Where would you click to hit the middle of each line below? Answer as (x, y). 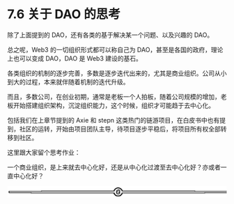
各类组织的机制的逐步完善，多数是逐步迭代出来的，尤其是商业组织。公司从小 (117, 73)
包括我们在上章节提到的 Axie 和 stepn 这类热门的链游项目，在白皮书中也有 (114, 120)
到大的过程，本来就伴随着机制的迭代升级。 (68, 81)
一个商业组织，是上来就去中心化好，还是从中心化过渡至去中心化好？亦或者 (114, 167)
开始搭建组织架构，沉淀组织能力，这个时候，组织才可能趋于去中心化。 (114, 105)
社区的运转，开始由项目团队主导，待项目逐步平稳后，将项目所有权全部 (120, 129)
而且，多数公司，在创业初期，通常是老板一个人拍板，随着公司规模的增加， (114, 96)
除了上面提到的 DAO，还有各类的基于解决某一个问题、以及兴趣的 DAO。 (110, 35)
